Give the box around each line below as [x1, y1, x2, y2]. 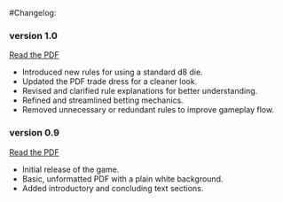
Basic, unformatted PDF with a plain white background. [21, 173, 224, 184]
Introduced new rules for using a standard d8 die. [21, 66, 203, 78]
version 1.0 [9, 29, 58, 42]
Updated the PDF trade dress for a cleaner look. [21, 76, 198, 87]
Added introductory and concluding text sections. [21, 183, 204, 193]
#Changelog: [9, 8, 57, 18]
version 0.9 [9, 127, 60, 139]
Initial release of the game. [21, 164, 120, 175]
